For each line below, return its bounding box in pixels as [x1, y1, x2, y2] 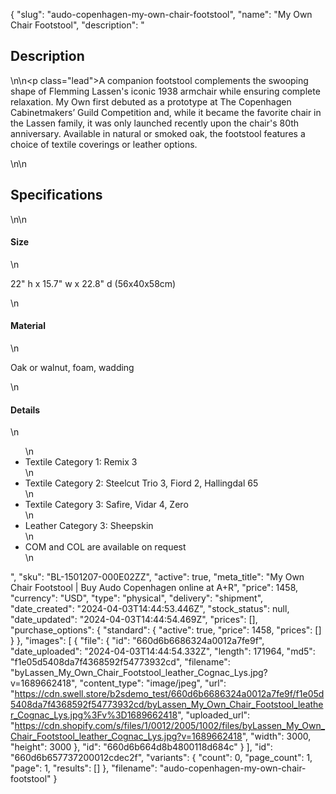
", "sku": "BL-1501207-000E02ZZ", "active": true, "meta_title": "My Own [10, 571, 305, 583]
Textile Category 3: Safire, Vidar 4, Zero [24, 499, 189, 511]
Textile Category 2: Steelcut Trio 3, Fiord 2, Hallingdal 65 [24, 477, 259, 489]
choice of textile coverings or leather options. [10, 138, 198, 150]
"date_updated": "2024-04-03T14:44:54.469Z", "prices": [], [10, 614, 258, 626]
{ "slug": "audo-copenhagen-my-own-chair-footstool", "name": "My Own [10, 9, 313, 20]
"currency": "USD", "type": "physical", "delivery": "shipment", [10, 592, 264, 604]
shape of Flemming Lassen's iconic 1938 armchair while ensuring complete [10, 85, 321, 97]
